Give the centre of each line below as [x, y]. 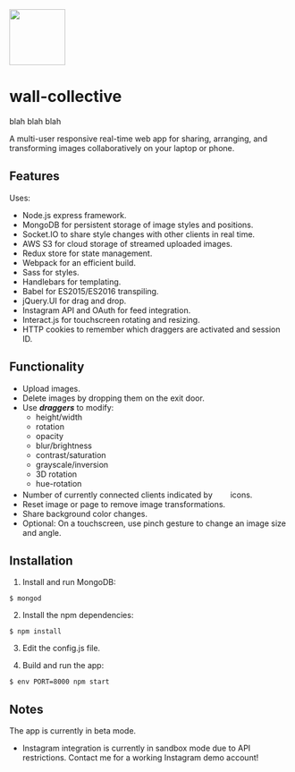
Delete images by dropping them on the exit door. [114, 398]
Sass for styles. [51, 272]
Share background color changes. [85, 513]
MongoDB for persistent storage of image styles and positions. [138, 225]
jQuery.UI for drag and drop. [74, 301]
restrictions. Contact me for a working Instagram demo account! [140, 758]
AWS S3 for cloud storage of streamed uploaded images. [127, 243]
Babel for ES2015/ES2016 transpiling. [90, 291]
